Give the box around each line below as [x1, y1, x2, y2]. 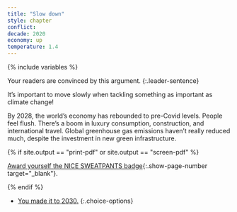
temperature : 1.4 [7, 43, 59, 50]
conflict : [7, 23, 37, 30]
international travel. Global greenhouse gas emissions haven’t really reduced [7, 127, 231, 135]
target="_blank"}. [7, 169, 58, 177]
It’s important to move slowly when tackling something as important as [7, 90, 213, 99]
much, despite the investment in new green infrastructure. [7, 134, 177, 143]
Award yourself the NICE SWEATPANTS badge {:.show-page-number [7, 162, 208, 170]
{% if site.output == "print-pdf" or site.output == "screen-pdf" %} [7, 148, 200, 156]
